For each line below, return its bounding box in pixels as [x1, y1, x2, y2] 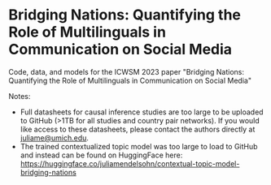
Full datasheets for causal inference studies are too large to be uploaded [20, 107, 264, 117]
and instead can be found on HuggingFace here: [20, 150, 183, 160]
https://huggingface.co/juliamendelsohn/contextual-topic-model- [20, 158, 240, 168]
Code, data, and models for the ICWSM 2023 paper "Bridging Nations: [8, 67, 244, 76]
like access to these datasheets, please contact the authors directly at [20, 124, 256, 134]
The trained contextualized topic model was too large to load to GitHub [20, 141, 258, 151]
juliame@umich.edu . [20, 132, 90, 143]
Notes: [8, 91, 31, 101]
